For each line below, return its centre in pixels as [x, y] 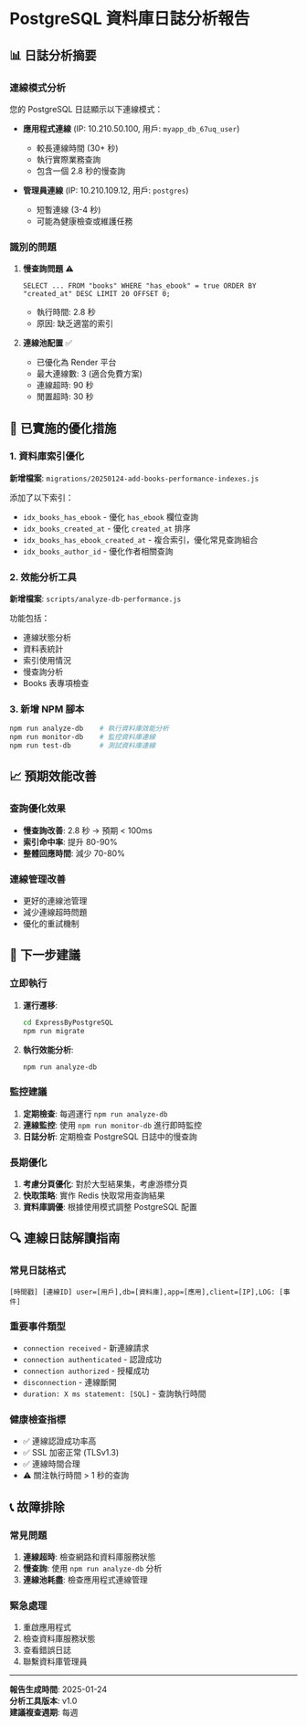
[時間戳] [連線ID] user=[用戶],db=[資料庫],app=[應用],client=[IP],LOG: [143, 1292]
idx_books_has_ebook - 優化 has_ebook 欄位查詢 [111, 516]
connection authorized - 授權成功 [86, 1371]
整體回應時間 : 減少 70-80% [74, 853]
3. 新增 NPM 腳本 [47, 709]
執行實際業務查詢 [69, 159]
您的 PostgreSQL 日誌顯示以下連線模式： [86, 109]
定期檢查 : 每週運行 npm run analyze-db [95, 1113]
